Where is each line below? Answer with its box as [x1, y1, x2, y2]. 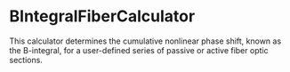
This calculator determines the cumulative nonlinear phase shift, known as [9, 36, 282, 46]
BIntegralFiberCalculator [9, 6, 196, 27]
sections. [9, 54, 43, 65]
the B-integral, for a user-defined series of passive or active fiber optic [9, 44, 269, 55]
